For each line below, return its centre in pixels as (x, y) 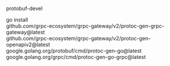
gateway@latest (26, 32)
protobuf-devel (24, 8)
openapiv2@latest (28, 44)
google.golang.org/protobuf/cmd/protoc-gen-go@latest (74, 51)
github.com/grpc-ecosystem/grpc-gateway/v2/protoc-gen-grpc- (85, 26)
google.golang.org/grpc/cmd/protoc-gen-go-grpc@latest (76, 57)
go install (17, 20)
